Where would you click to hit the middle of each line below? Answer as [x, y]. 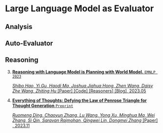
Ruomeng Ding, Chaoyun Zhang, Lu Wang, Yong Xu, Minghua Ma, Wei [83, 115]
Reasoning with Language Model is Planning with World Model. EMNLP [84, 72]
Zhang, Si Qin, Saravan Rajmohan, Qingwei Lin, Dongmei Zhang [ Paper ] [85, 120]
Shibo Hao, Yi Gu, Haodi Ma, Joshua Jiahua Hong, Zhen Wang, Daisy [82, 85]
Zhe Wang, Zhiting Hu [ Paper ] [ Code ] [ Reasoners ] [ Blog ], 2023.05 [79, 91]
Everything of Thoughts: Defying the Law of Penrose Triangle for [79, 100]
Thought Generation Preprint [43, 106]
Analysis [19, 27]
